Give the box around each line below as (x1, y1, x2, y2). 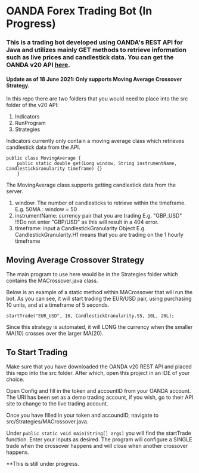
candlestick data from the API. (6, 144, 80, 151)
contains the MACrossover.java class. (6, 277, 98, 285)
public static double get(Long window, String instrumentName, (17, 160, 178, 167)
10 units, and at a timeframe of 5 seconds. (6, 301, 110, 309)
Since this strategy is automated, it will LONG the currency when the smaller (6, 324, 193, 331)
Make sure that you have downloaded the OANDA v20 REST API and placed (6, 363, 192, 370)
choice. (6, 376, 25, 383)
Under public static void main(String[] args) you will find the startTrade (6, 429, 192, 437)
